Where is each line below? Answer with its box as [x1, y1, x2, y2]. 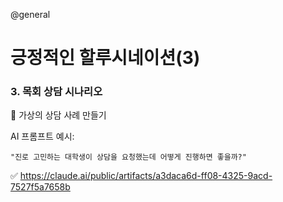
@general [10, 9, 51, 20]
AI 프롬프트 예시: [10, 130, 75, 143]
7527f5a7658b [10, 181, 71, 193]
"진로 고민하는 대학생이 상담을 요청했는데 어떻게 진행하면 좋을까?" [10, 152, 247, 163]
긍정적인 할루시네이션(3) [10, 47, 201, 69]
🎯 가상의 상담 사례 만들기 [10, 109, 107, 121]
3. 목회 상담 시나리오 [10, 85, 103, 99]
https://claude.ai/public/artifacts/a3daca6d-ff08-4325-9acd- [19, 170, 273, 182]
